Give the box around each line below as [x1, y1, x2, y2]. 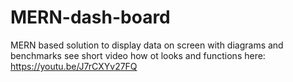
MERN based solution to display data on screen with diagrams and [10, 39, 284, 51]
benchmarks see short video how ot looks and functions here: [10, 49, 266, 61]
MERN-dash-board [10, 6, 171, 29]
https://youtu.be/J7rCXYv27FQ [10, 60, 138, 72]
